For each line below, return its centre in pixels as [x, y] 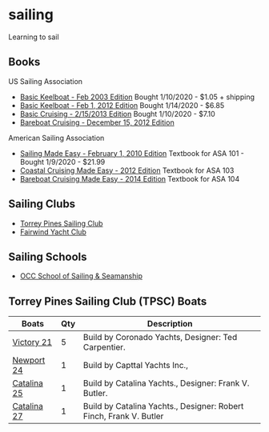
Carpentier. [104, 347]
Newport [29, 360]
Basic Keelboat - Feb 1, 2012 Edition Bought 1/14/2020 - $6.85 [122, 105]
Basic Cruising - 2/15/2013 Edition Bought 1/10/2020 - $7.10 [117, 114]
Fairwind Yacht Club [53, 232]
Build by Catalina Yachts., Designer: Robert [163, 406]
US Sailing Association [45, 81]
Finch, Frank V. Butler [123, 416]
